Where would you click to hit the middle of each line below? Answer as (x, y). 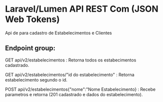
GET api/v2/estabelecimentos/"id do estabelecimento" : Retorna (70, 75)
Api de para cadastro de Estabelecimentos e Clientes (58, 33)
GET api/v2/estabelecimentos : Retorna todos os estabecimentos (71, 60)
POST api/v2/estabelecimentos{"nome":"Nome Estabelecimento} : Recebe (80, 89)
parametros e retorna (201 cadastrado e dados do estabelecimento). (74, 94)
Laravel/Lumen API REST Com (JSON (82, 9)
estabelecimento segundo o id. (36, 80)
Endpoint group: (30, 48)
